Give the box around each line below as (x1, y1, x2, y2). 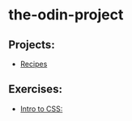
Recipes (19, 59, 48, 69)
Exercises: (8, 82, 63, 96)
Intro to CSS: (19, 103, 63, 114)
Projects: (8, 38, 55, 52)
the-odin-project (8, 6, 124, 24)
